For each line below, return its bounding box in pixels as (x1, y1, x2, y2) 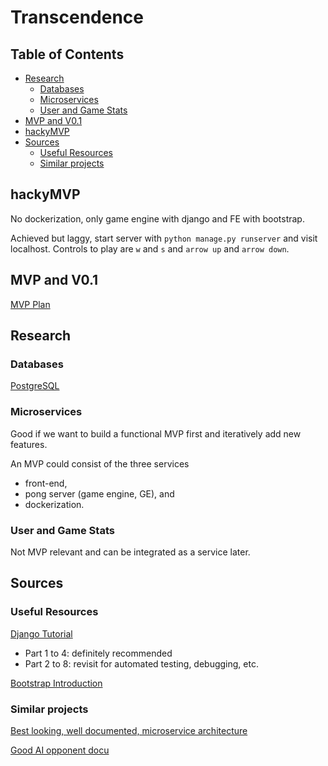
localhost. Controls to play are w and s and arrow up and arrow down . (10, 242, 290, 255)
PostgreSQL (10, 380, 60, 392)
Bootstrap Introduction (10, 677, 103, 689)
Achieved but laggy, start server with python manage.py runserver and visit (10, 232, 318, 244)
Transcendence (10, 6, 144, 29)
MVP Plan (10, 298, 51, 310)
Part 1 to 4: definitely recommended (24, 647, 173, 659)
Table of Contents (10, 46, 125, 63)
